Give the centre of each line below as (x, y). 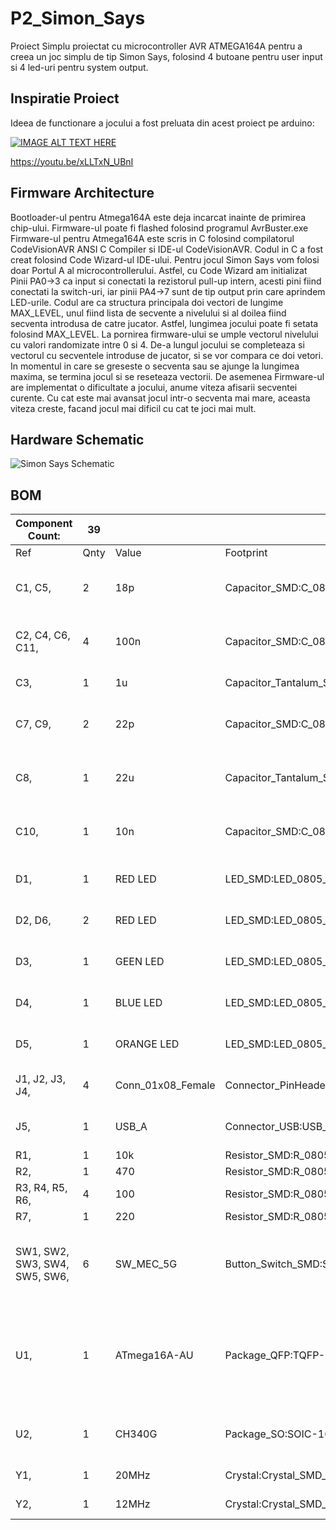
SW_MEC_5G (146, 1264)
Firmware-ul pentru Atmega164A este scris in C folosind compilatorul (152, 238)
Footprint (246, 553)
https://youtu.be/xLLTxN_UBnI (72, 161)
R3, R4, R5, (41, 1188)
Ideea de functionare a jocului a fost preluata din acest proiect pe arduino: (162, 123)
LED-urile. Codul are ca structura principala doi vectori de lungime (147, 302)
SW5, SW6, (42, 1277)
